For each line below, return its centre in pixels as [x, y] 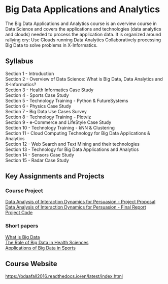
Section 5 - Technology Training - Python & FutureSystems [67, 100]
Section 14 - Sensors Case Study [40, 154]
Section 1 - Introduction [30, 73]
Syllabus [20, 61]
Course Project [24, 191]
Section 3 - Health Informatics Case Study [49, 90]
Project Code [19, 213]
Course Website [31, 264]
